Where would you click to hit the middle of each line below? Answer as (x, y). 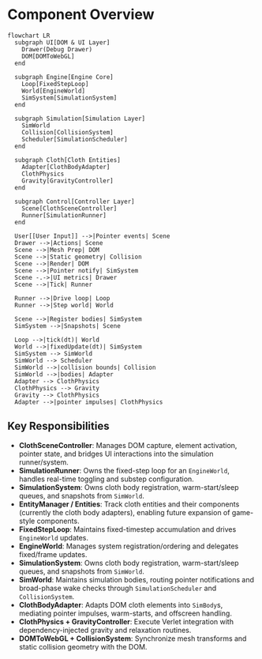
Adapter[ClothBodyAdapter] (66, 167)
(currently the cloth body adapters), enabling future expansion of (124, 512)
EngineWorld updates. (53, 537)
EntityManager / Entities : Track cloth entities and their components (129, 504)
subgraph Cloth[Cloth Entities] (68, 160)
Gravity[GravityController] (67, 181)
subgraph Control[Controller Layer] (75, 201)
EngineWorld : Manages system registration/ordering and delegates (129, 546)
